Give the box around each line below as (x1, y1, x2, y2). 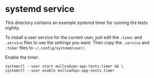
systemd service (5, 3, 75, 15)
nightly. (5, 25, 20, 30)
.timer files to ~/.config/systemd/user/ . (5, 45, 86, 51)
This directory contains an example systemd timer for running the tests (5, 20, 148, 26)
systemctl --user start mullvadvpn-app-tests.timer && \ (5, 64, 124, 69)
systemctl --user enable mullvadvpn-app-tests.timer (5, 68, 115, 73)
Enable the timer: (5, 54, 40, 60)
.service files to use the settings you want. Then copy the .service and (5, 39, 150, 45)
